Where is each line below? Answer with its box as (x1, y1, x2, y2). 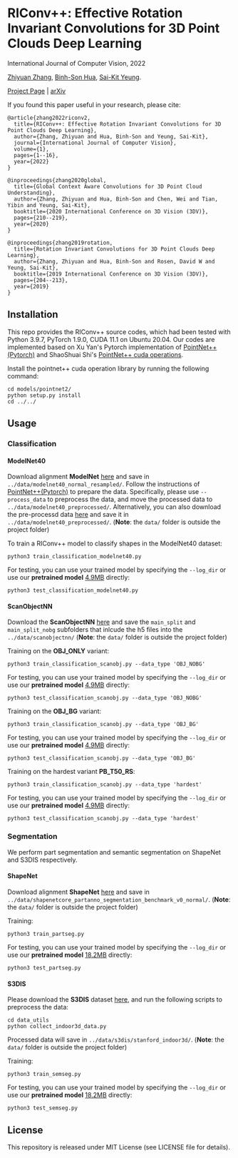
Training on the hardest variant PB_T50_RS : (7, 767, 135, 776)
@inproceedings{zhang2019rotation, (7, 239, 113, 246)
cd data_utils (7, 1017, 50, 1024)
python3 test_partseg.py (7, 964, 81, 972)
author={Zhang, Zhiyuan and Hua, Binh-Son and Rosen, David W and (14, 258, 215, 265)
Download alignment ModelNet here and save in (7, 473, 150, 481)
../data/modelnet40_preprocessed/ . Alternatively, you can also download (7, 503, 222, 511)
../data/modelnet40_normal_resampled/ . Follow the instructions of (7, 480, 200, 488)
